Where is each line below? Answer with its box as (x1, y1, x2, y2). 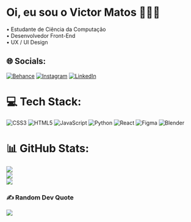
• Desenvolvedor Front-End (6, 32, 76, 39)
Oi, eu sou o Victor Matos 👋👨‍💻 (6, 5, 160, 19)
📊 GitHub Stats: (6, 141, 90, 155)
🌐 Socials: (6, 56, 46, 66)
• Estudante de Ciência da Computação (6, 26, 106, 33)
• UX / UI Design (6, 38, 48, 46)
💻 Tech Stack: (6, 94, 82, 108)
